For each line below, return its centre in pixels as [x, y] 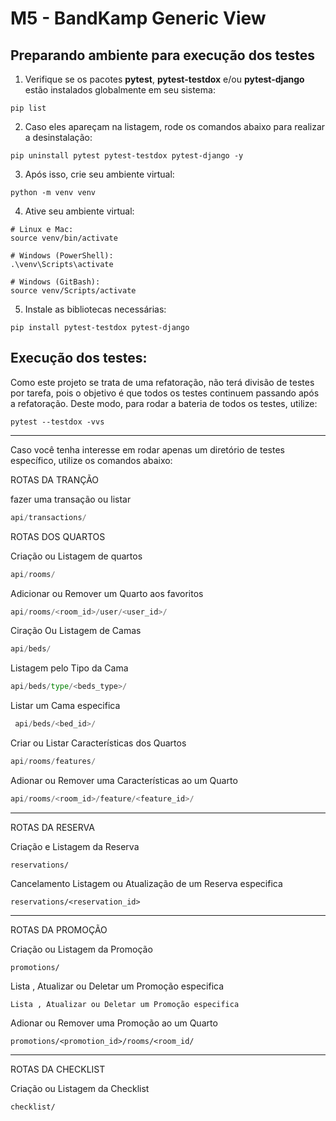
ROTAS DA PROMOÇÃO [59, 929]
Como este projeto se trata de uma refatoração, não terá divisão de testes [162, 382]
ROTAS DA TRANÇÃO [55, 479]
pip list [28, 108]
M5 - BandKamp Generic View [138, 18]
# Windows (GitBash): [55, 282]
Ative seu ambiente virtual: [79, 211]
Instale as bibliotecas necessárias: [95, 309]
